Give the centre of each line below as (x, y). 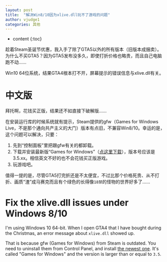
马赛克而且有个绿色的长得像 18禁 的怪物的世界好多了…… (93, 182)
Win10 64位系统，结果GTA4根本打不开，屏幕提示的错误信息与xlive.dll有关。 (85, 73)
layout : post (19, 10)
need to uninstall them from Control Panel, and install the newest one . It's (82, 249)
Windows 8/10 (36, 214)
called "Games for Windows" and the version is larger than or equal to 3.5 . (83, 254)
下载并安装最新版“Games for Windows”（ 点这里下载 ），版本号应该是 (84, 152)
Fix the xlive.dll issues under (67, 203)
